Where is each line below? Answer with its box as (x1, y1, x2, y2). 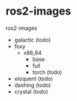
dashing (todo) (14, 81, 51, 89)
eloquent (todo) (14, 75, 54, 82)
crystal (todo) (14, 88, 49, 95)
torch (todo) (32, 68, 63, 75)
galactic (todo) (14, 36, 51, 43)
